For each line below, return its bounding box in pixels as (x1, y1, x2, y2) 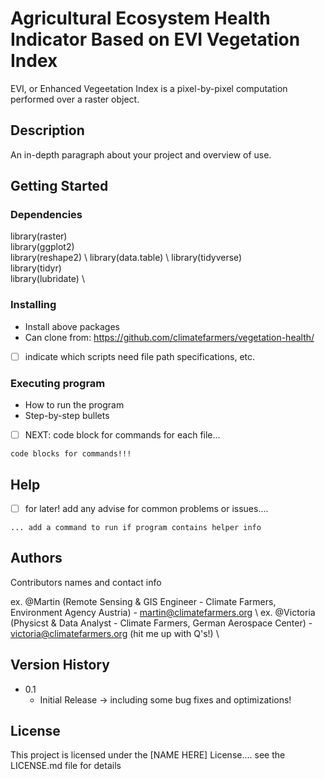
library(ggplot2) (10, 241, 75, 253)
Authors (10, 550, 63, 567)
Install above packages (24, 320, 120, 332)
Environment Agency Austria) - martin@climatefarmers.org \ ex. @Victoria (10, 606, 316, 618)
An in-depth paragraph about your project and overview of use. (10, 148, 272, 161)
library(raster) (10, 230, 68, 242)
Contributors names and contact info (10, 576, 162, 588)
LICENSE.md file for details (10, 760, 122, 772)
